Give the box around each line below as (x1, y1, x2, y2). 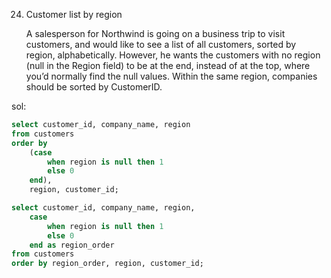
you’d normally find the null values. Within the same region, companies (25, 70, 318, 82)
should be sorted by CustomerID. (25, 81, 163, 93)
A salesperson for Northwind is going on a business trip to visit (25, 28, 286, 39)
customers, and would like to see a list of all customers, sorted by (25, 39, 297, 50)
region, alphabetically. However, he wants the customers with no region (25, 49, 321, 61)
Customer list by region (25, 9, 123, 20)
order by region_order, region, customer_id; (11, 259, 204, 269)
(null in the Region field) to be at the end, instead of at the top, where (25, 60, 311, 71)
